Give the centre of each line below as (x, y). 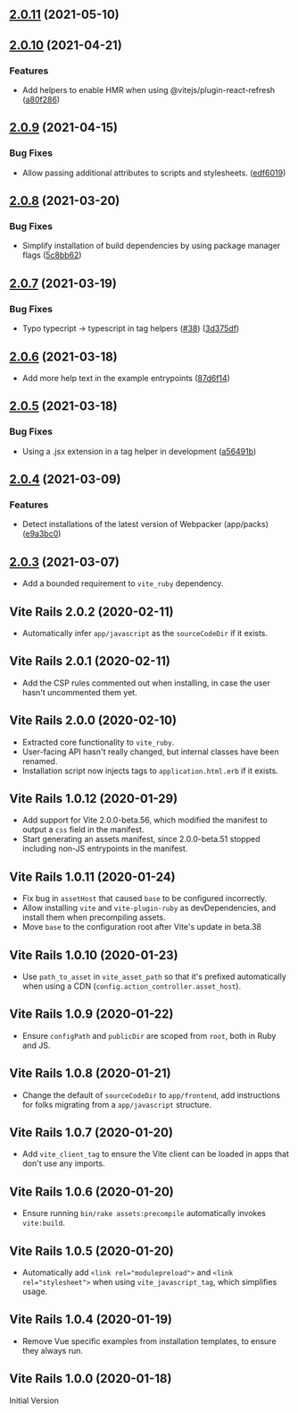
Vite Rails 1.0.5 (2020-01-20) (91, 1251)
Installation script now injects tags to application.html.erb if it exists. (150, 770)
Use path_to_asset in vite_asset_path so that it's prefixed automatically (154, 977)
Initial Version (34, 1400)
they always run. (52, 1350)
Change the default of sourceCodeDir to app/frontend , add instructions (151, 1094)
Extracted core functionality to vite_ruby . (98, 742)
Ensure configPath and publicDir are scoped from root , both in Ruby (149, 1035)
